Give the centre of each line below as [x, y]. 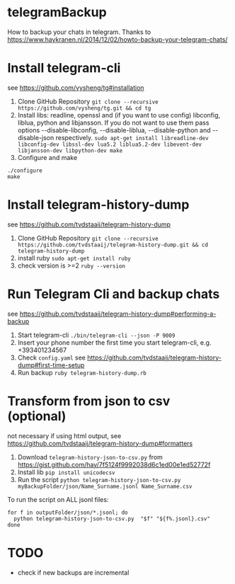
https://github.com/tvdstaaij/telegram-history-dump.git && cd [113, 245]
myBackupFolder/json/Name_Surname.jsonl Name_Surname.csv [105, 486]
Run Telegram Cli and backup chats [114, 294]
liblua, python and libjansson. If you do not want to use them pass [113, 122]
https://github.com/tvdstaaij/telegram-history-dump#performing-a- [118, 314]
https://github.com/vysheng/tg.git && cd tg [84, 108]
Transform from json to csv [89, 401]
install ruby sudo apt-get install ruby [74, 258]
